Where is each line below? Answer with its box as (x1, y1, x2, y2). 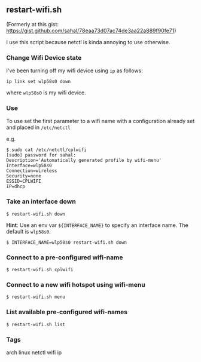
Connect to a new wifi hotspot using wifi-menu (6, 280, 145, 289)
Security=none (6, 173, 42, 179)
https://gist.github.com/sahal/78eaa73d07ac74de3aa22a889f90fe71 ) (6, 27, 176, 34)
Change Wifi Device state (6, 53, 82, 62)
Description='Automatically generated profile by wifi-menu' (6, 158, 162, 164)
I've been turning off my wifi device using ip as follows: (6, 67, 144, 74)
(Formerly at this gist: (6, 20, 59, 27)
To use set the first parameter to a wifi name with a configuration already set (6, 118, 195, 125)
